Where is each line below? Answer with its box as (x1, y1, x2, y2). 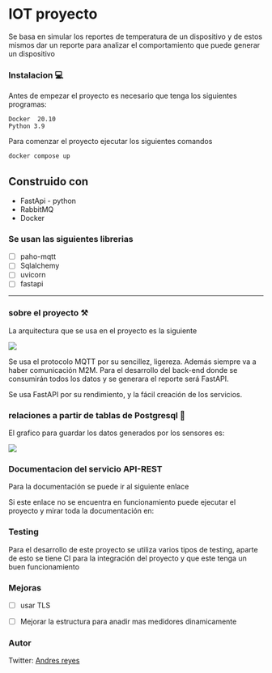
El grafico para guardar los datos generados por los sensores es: (8, 428, 225, 438)
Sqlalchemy (19, 260, 60, 271)
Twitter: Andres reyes (8, 656, 80, 666)
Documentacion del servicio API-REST (8, 463, 163, 474)
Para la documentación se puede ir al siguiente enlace (8, 482, 189, 492)
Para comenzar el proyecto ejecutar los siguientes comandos (8, 137, 213, 146)
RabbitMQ (19, 204, 54, 214)
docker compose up (8, 152, 70, 160)
